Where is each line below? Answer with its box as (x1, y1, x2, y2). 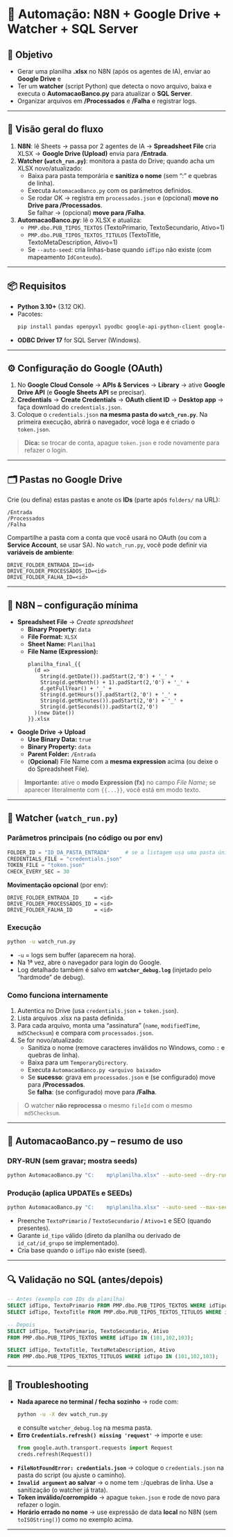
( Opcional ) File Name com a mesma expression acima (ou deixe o (27, 757, 218, 765)
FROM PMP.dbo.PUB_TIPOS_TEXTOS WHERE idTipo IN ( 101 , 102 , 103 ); (7, 1334, 194, 1341)
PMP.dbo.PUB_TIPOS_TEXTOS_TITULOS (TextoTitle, (27, 230, 161, 239)
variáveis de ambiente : (7, 548, 74, 557)
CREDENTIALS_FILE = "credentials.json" (7, 855, 123, 862)
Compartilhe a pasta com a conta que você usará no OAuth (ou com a (7, 534, 207, 542)
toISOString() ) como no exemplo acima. (17, 1515, 134, 1523)
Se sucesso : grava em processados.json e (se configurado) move (27, 1073, 216, 1081)
